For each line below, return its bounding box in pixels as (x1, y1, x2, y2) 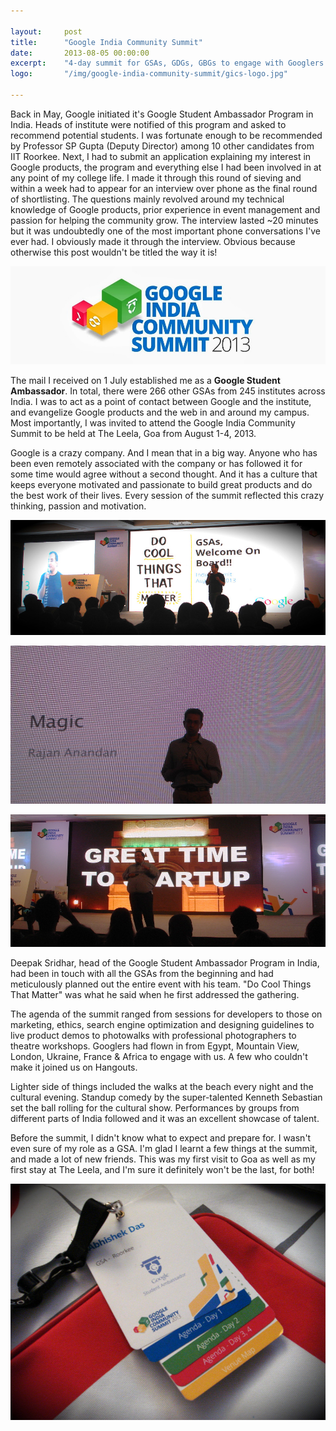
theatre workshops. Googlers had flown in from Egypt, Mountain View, (10, 1040, 300, 1052)
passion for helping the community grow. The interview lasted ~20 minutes (10, 214, 319, 226)
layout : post (10, 26, 83, 37)
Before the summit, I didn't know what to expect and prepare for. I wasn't (10, 1131, 312, 1144)
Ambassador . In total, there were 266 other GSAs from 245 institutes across (10, 385, 326, 397)
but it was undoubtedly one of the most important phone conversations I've (10, 225, 321, 237)
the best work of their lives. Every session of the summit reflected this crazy (10, 490, 325, 502)
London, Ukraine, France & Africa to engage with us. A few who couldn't (10, 1050, 308, 1062)
